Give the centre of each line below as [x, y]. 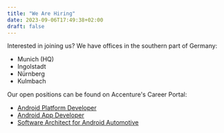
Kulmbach [31, 81]
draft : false [26, 26]
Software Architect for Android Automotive [78, 123]
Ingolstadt [31, 67]
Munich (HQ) [35, 59]
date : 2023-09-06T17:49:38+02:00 [55, 20]
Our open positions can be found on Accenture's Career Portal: [97, 94]
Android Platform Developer [57, 108]
